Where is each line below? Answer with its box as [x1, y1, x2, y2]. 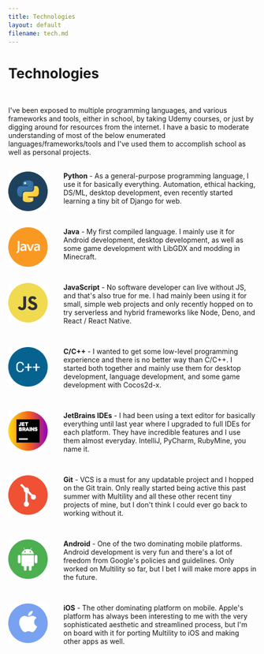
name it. [63, 444, 90, 454]
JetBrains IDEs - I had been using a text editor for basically [63, 411, 256, 420]
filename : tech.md [8, 29, 69, 37]
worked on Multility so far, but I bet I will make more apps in [63, 564, 257, 574]
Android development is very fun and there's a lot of [63, 547, 232, 557]
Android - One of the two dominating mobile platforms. [63, 539, 243, 548]
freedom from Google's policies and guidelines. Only [63, 556, 235, 566]
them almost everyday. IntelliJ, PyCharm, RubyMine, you [63, 436, 247, 446]
